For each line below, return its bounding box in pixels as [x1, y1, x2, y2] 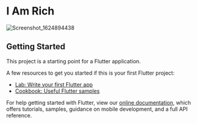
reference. [6, 111, 32, 119]
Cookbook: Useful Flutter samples [14, 87, 100, 95]
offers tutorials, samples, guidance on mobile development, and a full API [6, 105, 188, 113]
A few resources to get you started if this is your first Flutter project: [6, 69, 175, 76]
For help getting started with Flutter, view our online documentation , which [6, 99, 192, 106]
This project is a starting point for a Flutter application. [6, 57, 141, 64]
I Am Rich [6, 4, 55, 18]
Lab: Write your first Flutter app [14, 81, 93, 88]
